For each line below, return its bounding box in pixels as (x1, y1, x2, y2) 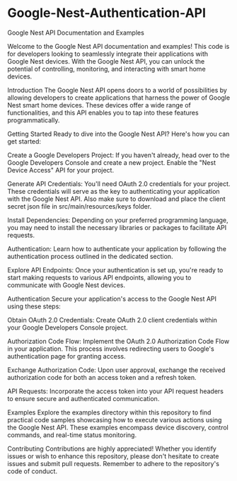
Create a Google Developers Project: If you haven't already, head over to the (7, 151, 230, 159)
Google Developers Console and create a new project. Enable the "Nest (7, 158, 216, 167)
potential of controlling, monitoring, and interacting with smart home (7, 64, 207, 73)
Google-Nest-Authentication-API (7, 5, 207, 21)
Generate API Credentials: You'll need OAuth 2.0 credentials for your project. (7, 179, 231, 188)
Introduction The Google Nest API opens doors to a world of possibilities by (7, 86, 228, 94)
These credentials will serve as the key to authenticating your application (7, 187, 221, 195)
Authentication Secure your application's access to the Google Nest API (7, 294, 217, 303)
